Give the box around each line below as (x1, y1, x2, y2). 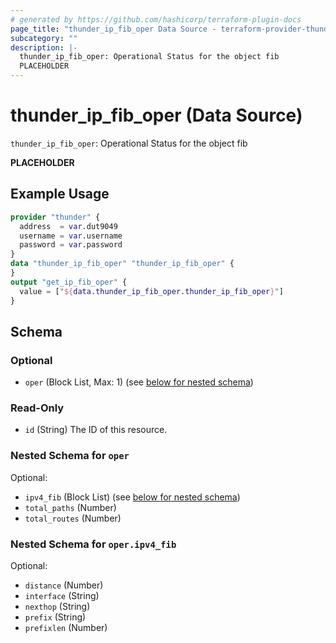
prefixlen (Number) (24, 622, 108, 634)
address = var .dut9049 (19, 221, 118, 231)
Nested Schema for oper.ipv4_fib (10, 537, 177, 551)
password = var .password (19, 240, 123, 250)
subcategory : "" (10, 33, 78, 43)
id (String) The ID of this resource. (24, 424, 168, 436)
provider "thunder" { (10, 212, 101, 222)
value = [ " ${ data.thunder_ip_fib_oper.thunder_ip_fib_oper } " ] (19, 286, 284, 296)
